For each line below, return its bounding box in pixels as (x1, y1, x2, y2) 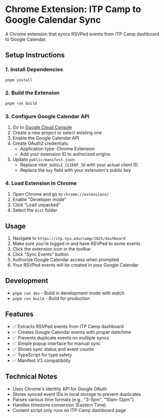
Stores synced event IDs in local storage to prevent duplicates (12, 391, 141, 397)
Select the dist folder (12, 207, 58, 213)
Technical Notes (5, 372, 58, 381)
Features (5, 310, 34, 319)
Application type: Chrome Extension (20, 145, 95, 152)
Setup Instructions (5, 51, 65, 59)
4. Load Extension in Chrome (5, 180, 77, 187)
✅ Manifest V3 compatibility (12, 357, 71, 364)
